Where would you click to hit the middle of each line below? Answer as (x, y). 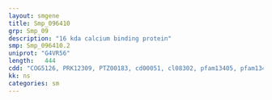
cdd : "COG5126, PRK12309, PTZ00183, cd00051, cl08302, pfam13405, (123, 69)
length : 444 (32, 61)
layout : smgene (34, 16)
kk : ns (19, 76)
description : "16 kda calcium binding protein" (90, 38)
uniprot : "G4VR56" (39, 53)
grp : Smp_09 (28, 31)
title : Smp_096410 (39, 23)
